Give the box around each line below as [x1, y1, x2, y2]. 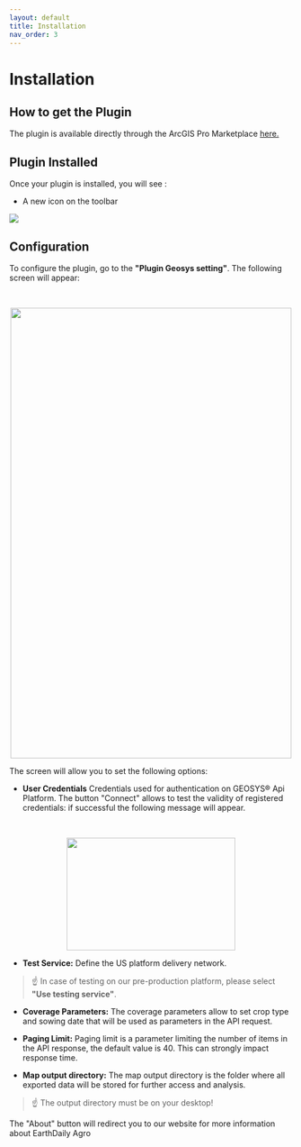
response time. [22, 1052, 78, 1063]
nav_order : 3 [9, 30, 58, 39]
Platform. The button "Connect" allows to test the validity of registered [22, 793, 284, 803]
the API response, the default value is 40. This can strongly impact [22, 1042, 270, 1053]
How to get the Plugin [9, 105, 132, 120]
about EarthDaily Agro [9, 1128, 92, 1138]
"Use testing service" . [31, 988, 117, 999]
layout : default [9, 13, 70, 23]
